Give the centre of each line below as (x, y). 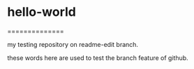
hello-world (42, 12)
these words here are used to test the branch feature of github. (98, 58)
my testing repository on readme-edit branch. (73, 44)
